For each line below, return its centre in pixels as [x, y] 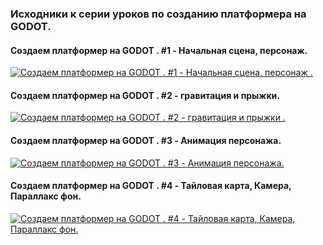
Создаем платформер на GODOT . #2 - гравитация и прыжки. [145, 95]
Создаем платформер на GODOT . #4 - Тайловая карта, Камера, [151, 186]
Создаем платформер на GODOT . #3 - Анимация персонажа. [146, 140]
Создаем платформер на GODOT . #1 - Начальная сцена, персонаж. [159, 50]
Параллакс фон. [46, 196]
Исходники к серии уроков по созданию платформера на [158, 14]
